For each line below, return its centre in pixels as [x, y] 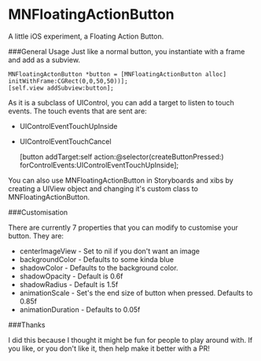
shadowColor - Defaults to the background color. [99, 267]
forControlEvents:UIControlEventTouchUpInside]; [99, 165]
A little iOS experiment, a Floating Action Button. [86, 36]
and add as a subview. [44, 60]
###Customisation [38, 212]
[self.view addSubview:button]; [61, 88]
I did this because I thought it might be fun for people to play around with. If [130, 340]
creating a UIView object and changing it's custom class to [103, 188]
